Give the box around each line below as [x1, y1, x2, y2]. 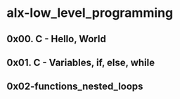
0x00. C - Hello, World [6, 33, 106, 45]
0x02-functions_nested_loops [6, 81, 143, 93]
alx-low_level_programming [6, 5, 174, 21]
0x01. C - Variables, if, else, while [6, 56, 155, 68]
